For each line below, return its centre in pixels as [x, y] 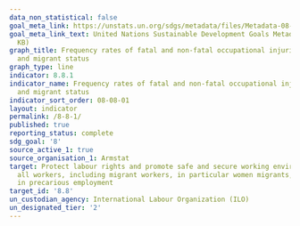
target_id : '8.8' [42, 191]
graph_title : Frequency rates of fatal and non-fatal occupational [137, 51]
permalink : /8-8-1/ [46, 117]
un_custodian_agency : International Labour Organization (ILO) [129, 200]
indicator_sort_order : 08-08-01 [69, 100]
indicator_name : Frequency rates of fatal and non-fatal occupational [143, 84]
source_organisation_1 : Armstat [69, 158]
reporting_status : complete [62, 133]
